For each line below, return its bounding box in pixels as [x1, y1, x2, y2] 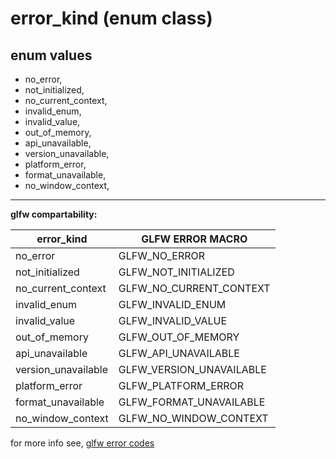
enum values [10, 47, 93, 64]
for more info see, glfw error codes [10, 437, 155, 449]
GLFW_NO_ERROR [118, 249, 206, 262]
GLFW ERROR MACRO [141, 232, 248, 246]
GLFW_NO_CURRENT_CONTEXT [118, 282, 271, 295]
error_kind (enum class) [10, 7, 213, 30]
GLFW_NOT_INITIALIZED [118, 265, 235, 279]
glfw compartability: [10, 208, 98, 220]
